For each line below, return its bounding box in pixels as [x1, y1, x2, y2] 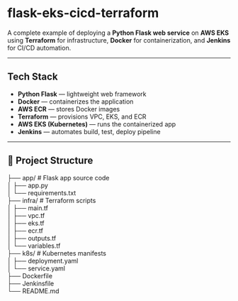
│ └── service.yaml [7, 264, 66, 273]
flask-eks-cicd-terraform [7, 5, 159, 21]
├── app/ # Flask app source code [7, 173, 110, 182]
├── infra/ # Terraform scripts [7, 196, 96, 204]
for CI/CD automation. [7, 43, 72, 52]
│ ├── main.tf [7, 204, 48, 212]
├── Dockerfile [7, 271, 53, 280]
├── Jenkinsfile [7, 279, 55, 288]
